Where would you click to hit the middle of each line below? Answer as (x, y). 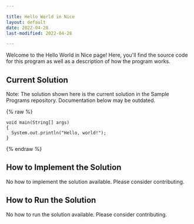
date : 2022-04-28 (27, 28)
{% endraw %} (24, 149)
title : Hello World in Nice (41, 17)
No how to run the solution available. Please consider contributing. (87, 214)
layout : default (26, 22)
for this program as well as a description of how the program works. (88, 61)
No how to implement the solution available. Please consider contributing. (95, 182)
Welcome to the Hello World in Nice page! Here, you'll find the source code (97, 55)
